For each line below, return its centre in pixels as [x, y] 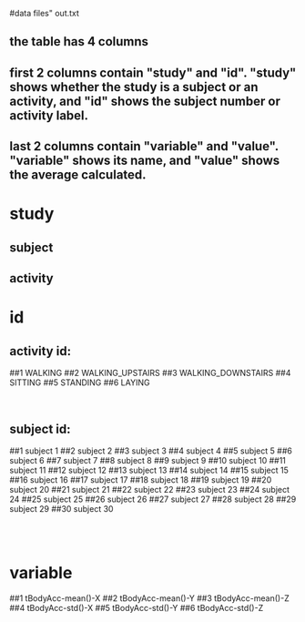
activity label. [49, 115]
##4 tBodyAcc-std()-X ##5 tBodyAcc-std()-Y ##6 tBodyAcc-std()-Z [137, 607]
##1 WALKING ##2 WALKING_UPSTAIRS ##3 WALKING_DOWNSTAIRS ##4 [150, 373]
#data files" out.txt [45, 13]
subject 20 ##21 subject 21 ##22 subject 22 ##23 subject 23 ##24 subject [149, 489]
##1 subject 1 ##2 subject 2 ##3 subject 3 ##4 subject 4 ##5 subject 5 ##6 [151, 451]
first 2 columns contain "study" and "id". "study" [153, 72]
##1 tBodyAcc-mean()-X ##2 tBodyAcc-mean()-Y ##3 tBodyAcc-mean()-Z [149, 598]
